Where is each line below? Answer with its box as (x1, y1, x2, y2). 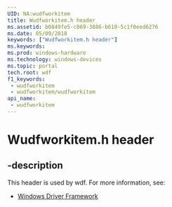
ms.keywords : (7, 43, 46, 50)
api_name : (7, 95, 37, 102)
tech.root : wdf (7, 69, 52, 76)
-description (7, 159, 63, 172)
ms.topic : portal (7, 62, 58, 69)
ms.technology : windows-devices (7, 56, 102, 63)
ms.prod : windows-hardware (7, 50, 86, 57)
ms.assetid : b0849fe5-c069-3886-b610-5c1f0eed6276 (7, 23, 159, 30)
